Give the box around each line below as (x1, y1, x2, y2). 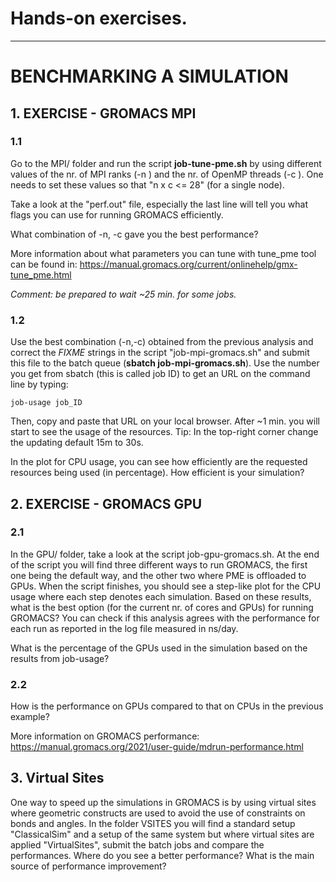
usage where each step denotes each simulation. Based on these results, (10, 590, 312, 602)
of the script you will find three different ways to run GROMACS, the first (10, 558, 308, 571)
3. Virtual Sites (10, 770, 105, 787)
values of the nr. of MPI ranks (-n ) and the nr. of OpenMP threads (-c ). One (10, 168, 324, 180)
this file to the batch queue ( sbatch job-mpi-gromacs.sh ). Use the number (10, 357, 320, 369)
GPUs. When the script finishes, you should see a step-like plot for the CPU (10, 580, 322, 592)
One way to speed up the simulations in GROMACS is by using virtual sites (10, 796, 317, 808)
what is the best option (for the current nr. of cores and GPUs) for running (10, 601, 314, 613)
